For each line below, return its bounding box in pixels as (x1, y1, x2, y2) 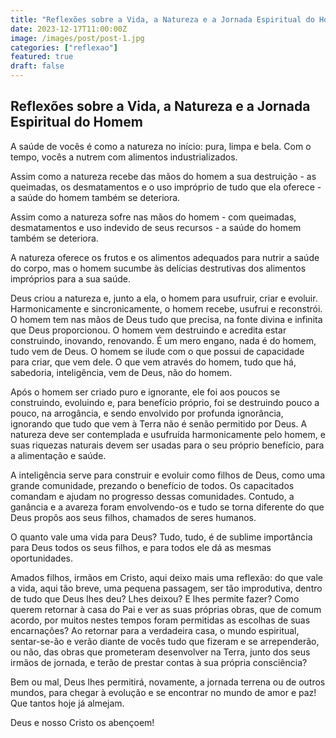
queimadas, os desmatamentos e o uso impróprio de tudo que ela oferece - (10, 181, 322, 193)
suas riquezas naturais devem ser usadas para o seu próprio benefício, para (10, 439, 325, 451)
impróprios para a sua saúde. (10, 272, 131, 285)
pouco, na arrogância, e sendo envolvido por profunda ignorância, (10, 407, 284, 419)
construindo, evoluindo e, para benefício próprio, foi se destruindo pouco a (10, 396, 320, 408)
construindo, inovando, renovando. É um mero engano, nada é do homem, (10, 334, 317, 346)
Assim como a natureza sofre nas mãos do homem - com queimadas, (10, 211, 297, 223)
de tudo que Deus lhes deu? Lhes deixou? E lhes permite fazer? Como (10, 592, 300, 605)
